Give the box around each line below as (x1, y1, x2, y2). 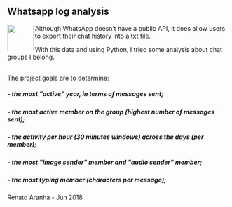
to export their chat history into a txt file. (34, 32, 151, 40)
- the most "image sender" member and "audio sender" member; (7, 158, 203, 166)
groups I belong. (7, 53, 55, 61)
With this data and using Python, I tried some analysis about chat (34, 45, 223, 53)
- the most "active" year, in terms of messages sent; (7, 90, 164, 98)
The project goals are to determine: (7, 74, 109, 82)
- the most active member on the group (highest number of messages (7, 107, 215, 116)
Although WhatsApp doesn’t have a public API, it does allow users (34, 24, 226, 32)
